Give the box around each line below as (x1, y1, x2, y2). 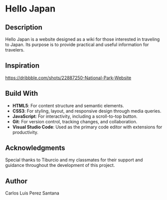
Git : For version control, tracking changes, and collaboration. (12, 118, 138, 124)
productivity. (12, 129, 39, 135)
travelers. (5, 47, 25, 53)
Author (5, 176, 27, 185)
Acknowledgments (5, 144, 66, 152)
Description (5, 23, 42, 32)
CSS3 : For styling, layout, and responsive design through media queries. (12, 108, 162, 114)
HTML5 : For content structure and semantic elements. (12, 102, 124, 108)
